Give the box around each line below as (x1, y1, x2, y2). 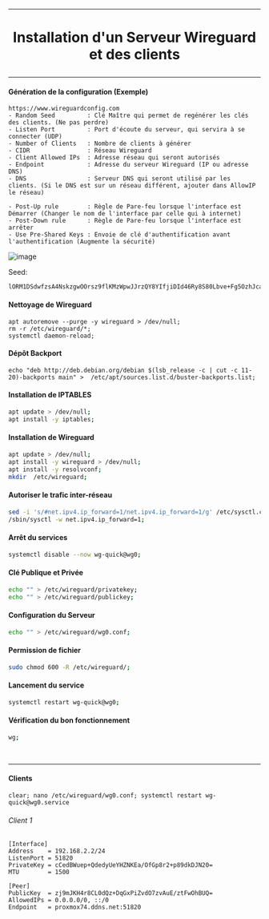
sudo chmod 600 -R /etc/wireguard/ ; (8, 663, 130, 671)
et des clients (89, 46, 180, 64)
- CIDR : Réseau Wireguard (8, 147, 152, 155)
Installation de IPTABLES (8, 390, 92, 400)
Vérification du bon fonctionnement (8, 715, 130, 725)
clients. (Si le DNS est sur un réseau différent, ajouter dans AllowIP (8, 182, 256, 190)
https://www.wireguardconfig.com (8, 105, 120, 113)
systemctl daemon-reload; (8, 332, 94, 340)
